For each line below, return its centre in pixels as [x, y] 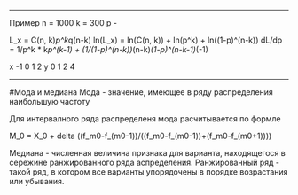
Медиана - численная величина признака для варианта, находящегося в [147, 153]
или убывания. [37, 181]
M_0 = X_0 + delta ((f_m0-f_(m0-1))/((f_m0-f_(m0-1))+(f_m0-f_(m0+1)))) [141, 136]
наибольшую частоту [50, 101]
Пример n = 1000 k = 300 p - [63, 23]
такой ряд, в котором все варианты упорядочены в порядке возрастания [149, 172]
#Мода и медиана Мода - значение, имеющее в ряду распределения [141, 92]
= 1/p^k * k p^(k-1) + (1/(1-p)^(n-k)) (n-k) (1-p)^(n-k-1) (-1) [109, 49]
